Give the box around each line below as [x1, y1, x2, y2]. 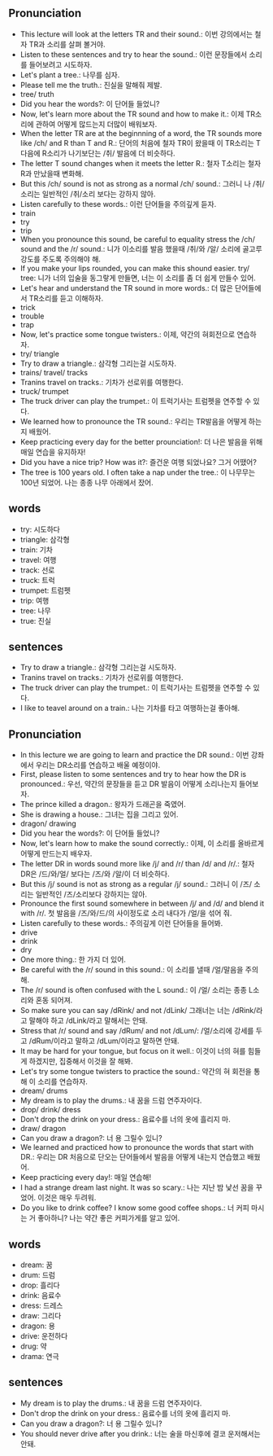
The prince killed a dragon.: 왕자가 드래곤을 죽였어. [19, 800, 186, 809]
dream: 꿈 [19, 1260, 53, 1270]
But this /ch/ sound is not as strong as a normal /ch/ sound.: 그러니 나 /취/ [19, 178, 265, 188]
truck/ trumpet [19, 386, 69, 396]
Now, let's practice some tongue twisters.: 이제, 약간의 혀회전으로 [19, 329, 236, 339]
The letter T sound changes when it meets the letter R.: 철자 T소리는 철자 [19, 158, 262, 168]
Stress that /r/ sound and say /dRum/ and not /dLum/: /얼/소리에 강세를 [19, 1026, 254, 1036]
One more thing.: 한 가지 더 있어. [19, 954, 126, 964]
